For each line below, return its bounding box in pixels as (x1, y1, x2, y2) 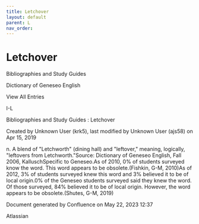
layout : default (6, 14, 46, 20)
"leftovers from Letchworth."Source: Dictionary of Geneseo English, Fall (6, 152, 182, 159)
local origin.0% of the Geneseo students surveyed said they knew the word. (6, 177, 192, 184)
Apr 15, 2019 (6, 134, 37, 141)
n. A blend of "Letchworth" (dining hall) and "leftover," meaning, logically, (6, 146, 185, 153)
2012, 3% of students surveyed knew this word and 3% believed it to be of (6, 171, 189, 178)
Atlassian (6, 213, 29, 220)
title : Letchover (6, 8, 49, 15)
